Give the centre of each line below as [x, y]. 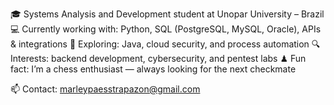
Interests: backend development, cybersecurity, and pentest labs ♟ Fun [158, 58]
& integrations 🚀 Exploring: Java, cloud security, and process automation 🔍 [165, 44]
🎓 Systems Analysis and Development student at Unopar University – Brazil [167, 14]
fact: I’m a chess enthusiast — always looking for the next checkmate [153, 69]
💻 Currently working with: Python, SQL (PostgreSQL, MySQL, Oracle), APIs [166, 29]
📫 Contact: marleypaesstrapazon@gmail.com [105, 89]
